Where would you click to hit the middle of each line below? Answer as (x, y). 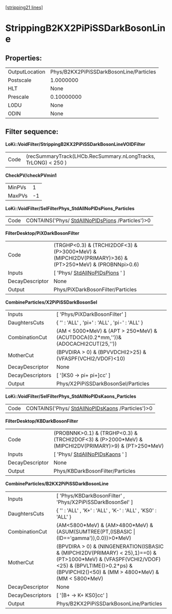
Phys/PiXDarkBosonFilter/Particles (95, 289)
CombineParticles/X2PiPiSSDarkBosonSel (51, 302)
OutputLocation (27, 72)
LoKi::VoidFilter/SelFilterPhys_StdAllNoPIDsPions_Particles (70, 208)
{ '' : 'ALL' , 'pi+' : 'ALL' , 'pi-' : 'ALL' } (100, 322)
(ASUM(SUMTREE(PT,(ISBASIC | (96, 531)
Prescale (18, 97)
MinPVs (17, 187)
